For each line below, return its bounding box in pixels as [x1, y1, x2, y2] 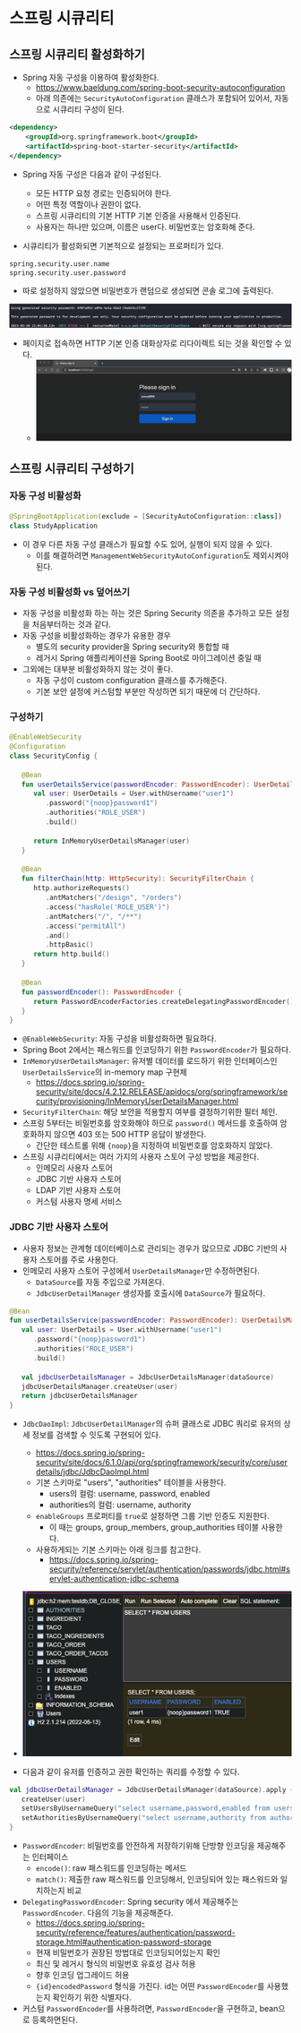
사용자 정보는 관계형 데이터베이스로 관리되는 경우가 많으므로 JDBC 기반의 [21, 1242, 279, 1254]
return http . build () [32, 950, 110, 959]
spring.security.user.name [9, 259, 110, 269]
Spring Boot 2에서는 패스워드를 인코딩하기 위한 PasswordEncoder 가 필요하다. [21, 1044, 291, 1055]
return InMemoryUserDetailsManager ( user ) [32, 836, 191, 845]
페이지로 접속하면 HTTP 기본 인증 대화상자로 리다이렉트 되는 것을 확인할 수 [21, 338, 282, 349]
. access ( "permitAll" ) [45, 922, 126, 931]
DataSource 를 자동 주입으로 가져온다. [35, 1276, 165, 1287]
